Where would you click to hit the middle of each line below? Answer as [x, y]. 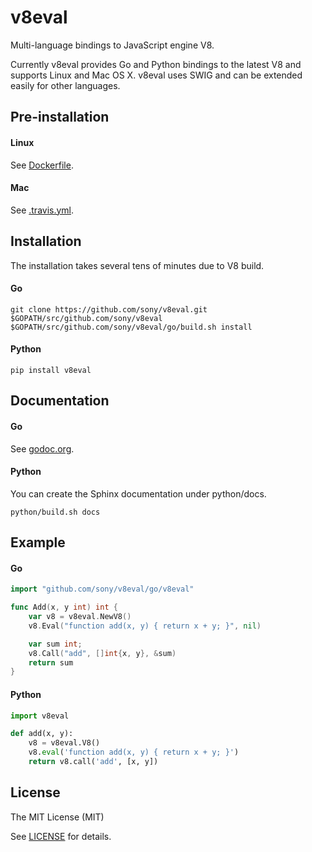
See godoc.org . [42, 448]
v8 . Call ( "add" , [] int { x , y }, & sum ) [102, 653]
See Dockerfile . [42, 165]
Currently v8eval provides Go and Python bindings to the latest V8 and [156, 64]
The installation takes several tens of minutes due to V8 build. [137, 265]
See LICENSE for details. [61, 836]
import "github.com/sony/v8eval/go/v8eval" [102, 589]
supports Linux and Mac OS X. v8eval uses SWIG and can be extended [156, 75]
